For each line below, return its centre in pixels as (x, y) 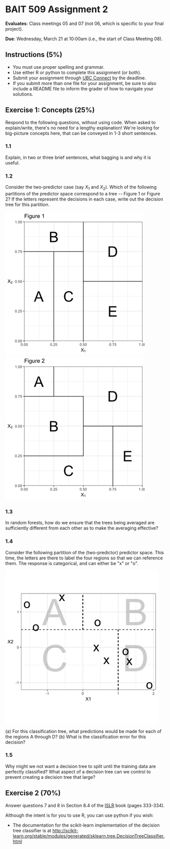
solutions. (23, 94)
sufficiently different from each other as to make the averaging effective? (82, 528)
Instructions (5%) (34, 55)
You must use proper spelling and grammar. (59, 67)
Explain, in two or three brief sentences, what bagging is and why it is (78, 157)
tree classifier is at (32, 830)
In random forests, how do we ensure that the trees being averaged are (80, 523)
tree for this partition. (27, 204)
